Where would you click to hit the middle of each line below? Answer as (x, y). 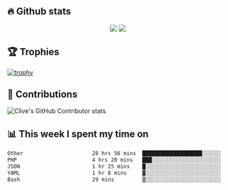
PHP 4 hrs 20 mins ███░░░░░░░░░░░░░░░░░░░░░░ (114, 160)
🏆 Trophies (33, 52)
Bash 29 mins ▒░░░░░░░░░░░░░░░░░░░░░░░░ (114, 180)
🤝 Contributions (42, 95)
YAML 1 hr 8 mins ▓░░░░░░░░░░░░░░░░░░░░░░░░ (114, 173)
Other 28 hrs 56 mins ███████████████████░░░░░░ (114, 154)
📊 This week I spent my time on (78, 134)
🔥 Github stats (39, 12)
